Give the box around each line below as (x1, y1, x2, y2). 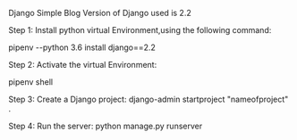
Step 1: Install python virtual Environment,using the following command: (8, 25, 272, 35)
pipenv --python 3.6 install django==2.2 (8, 42, 156, 53)
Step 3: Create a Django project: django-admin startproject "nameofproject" (8, 94, 289, 104)
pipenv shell (8, 77, 54, 87)
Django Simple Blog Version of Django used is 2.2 (8, 8, 191, 18)
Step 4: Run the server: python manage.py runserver (8, 120, 203, 131)
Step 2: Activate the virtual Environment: (8, 60, 157, 70)
